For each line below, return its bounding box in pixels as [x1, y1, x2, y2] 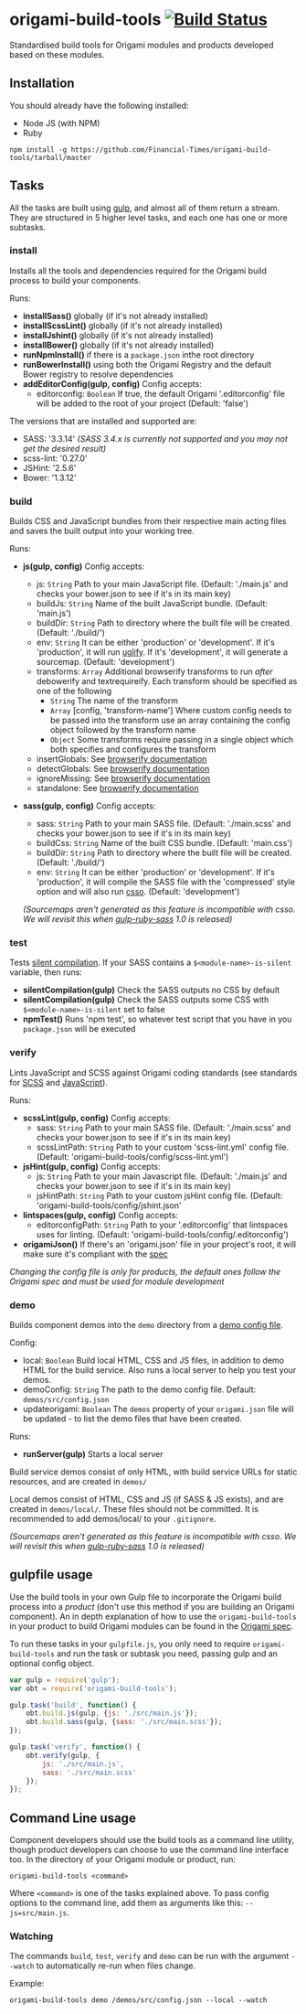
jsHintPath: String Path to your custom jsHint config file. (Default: [36, 1190, 283, 1201]
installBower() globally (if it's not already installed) [22, 339, 215, 350]
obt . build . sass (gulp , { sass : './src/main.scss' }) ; [26, 1718, 223, 1727]
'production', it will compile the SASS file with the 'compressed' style [36, 876, 295, 887]
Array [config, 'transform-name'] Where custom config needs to [49, 705, 292, 716]
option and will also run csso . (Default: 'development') [36, 886, 240, 897]
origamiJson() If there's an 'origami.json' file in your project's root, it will [22, 1238, 297, 1249]
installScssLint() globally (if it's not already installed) [22, 320, 224, 331]
